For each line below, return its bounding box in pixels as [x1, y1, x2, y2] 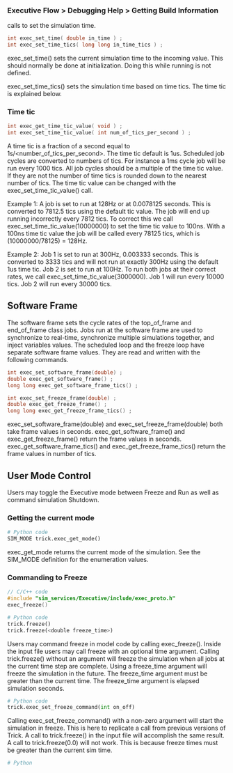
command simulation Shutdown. [7, 495, 99, 503]
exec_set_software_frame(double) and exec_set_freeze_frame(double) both [7, 420, 223, 428]
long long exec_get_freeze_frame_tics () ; [7, 407, 132, 414]
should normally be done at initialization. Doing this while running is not [7, 61, 211, 70]
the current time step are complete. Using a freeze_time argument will [7, 662, 207, 670]
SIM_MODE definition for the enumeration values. [7, 556, 149, 564]
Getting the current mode [7, 513, 95, 522]
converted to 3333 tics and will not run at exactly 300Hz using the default [7, 258, 219, 266]
